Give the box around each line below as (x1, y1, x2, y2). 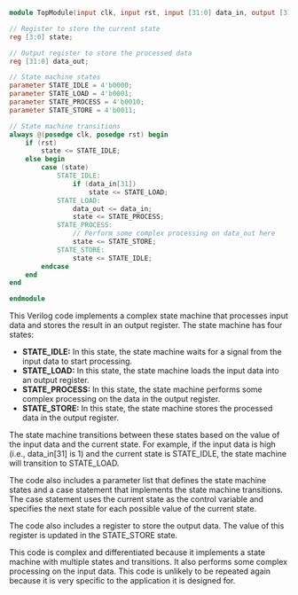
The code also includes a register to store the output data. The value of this (9, 521, 285, 531)
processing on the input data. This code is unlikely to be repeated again (9, 566, 271, 576)
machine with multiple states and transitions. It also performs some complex (9, 557, 288, 568)
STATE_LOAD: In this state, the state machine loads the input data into (21, 365, 279, 376)
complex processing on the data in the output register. (21, 394, 221, 404)
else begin (25, 155, 66, 164)
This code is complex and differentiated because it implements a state (9, 547, 266, 558)
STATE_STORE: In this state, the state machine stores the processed (21, 403, 273, 414)
